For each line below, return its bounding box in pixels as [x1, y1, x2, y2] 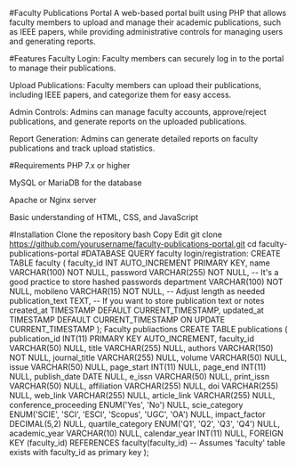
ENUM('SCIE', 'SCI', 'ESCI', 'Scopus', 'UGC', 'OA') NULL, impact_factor [9, 409, 266, 420]
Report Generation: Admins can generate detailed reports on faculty [9, 134, 259, 143]
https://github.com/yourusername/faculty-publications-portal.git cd [9, 239, 257, 249]
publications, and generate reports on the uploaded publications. [9, 116, 247, 127]
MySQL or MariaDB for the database [9, 177, 142, 188]
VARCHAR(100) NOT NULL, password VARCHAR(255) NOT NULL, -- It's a [9, 267, 279, 277]
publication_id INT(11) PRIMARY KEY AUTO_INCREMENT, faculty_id [9, 333, 255, 344]
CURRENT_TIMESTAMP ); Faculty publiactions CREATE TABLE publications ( [9, 324, 288, 334]
